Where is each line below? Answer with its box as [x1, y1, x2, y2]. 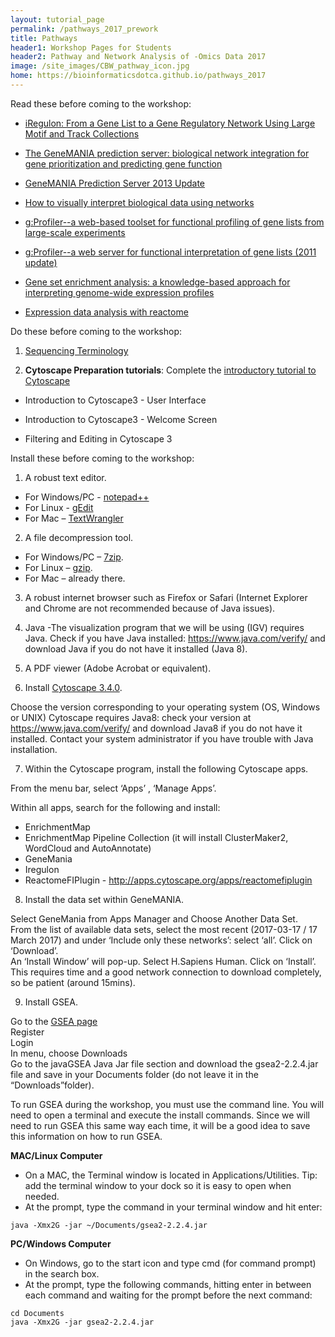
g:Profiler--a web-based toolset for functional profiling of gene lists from [24, 216, 325, 228]
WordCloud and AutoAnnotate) [24, 842, 152, 854]
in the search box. [24, 1267, 100, 1280]
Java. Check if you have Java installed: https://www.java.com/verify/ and [24, 632, 326, 644]
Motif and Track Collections [24, 127, 140, 140]
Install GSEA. [24, 996, 78, 1008]
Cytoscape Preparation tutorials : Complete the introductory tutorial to [24, 364, 317, 376]
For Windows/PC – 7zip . [24, 551, 124, 563]
